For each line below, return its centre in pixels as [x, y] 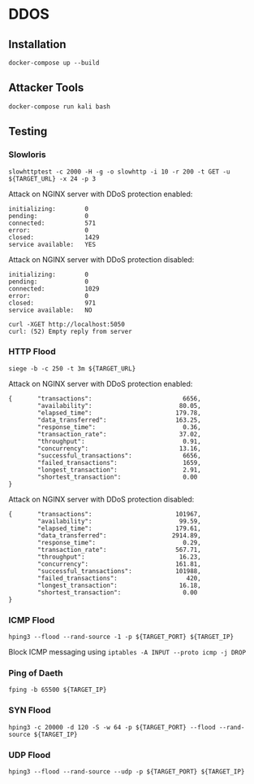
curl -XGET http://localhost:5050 [67, 324]
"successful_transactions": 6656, [119, 456]
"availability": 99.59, [119, 521]
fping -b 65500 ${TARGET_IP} [58, 690]
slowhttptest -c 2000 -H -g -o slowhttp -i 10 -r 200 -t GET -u [119, 172]
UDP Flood [30, 755]
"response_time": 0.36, [119, 427]
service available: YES [52, 244]
